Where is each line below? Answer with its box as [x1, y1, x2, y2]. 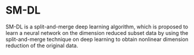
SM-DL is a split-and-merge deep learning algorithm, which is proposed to [5, 23, 189, 30]
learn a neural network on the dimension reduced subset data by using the [5, 29, 189, 36]
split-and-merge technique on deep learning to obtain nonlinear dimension [5, 35, 189, 43]
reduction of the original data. [5, 42, 79, 49]
